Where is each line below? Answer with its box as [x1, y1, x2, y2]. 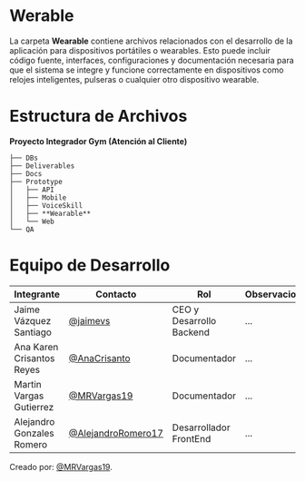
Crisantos [14, 351, 55, 364]
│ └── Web [9, 217, 54, 226]
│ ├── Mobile [9, 192, 67, 202]
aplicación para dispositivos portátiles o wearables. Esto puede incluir [9, 44, 271, 55]
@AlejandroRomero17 [68, 427, 163, 439]
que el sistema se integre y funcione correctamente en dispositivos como [9, 64, 284, 75]
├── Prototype [9, 177, 64, 186]
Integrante [14, 288, 61, 300]
